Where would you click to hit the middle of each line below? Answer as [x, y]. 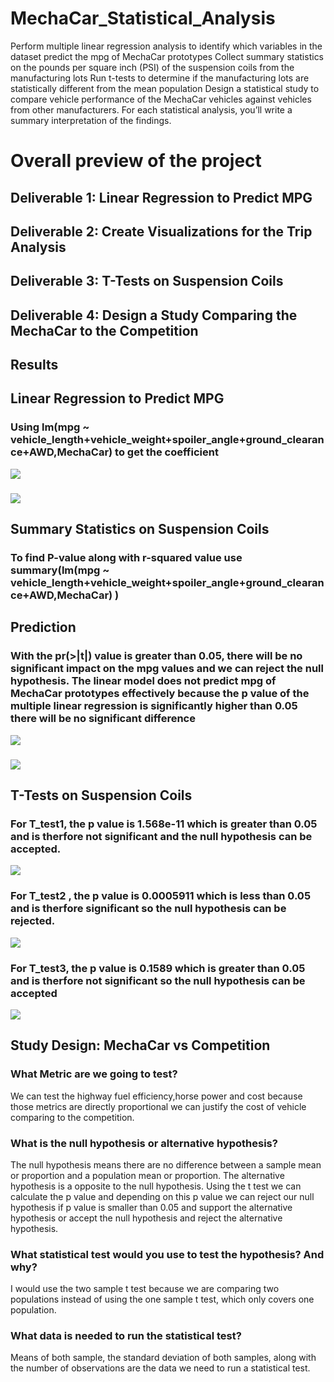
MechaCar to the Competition [104, 330]
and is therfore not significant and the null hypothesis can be [161, 836]
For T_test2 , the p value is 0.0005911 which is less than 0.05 [161, 896]
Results [34, 365]
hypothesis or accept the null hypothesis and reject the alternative [146, 1218]
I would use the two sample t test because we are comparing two [145, 1289]
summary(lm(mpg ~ [60, 570]
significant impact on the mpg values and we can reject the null [167, 669]
